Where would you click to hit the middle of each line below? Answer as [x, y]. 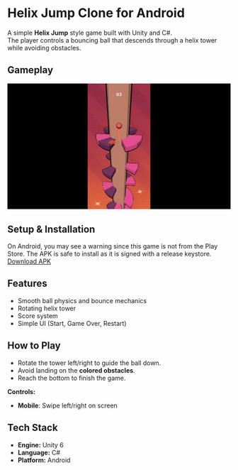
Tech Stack [33, 428]
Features [27, 284]
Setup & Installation [51, 229]
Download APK [29, 261]
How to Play [34, 346]
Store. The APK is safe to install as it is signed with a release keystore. [109, 254]
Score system [38, 316]
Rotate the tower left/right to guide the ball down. [89, 363]
